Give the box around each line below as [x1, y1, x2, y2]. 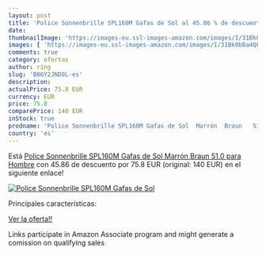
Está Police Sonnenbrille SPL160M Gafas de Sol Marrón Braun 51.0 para [8, 151, 241, 161]
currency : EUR [8, 93, 55, 101]
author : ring [8, 63, 51, 71]
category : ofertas [8, 56, 69, 64]
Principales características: [8, 199, 97, 208]
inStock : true [8, 115, 55, 123]
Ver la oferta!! [8, 214, 53, 223]
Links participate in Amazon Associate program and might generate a [8, 229, 234, 238]
